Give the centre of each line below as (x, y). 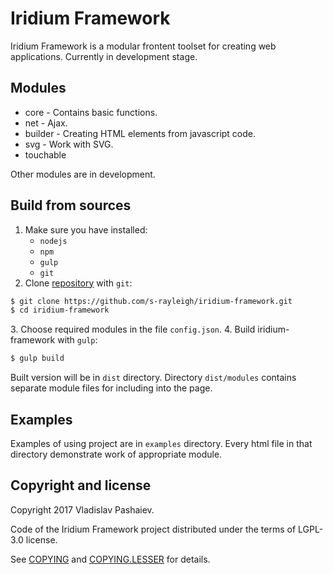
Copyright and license (81, 485)
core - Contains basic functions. (91, 112)
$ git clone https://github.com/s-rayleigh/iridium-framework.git (151, 301)
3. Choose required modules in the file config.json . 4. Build (133, 329)
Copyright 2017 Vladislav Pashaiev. (82, 509)
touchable (45, 154)
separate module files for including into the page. (111, 388)
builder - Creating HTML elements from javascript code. (140, 133)
